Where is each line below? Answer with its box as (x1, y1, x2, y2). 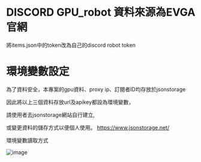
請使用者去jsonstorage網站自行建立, (6, 111, 95, 118)
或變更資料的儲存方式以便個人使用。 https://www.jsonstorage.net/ (6, 124, 170, 131)
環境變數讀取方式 (6, 136, 49, 144)
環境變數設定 (6, 65, 70, 79)
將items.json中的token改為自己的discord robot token (6, 41, 136, 49)
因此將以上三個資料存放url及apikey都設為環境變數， (6, 98, 134, 106)
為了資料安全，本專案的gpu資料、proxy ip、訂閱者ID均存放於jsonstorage (6, 85, 186, 93)
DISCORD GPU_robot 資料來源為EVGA (6, 5, 196, 19)
